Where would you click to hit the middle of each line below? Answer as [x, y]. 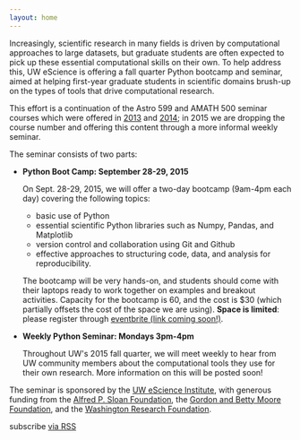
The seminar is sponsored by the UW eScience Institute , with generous [140, 390]
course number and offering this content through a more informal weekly [144, 127]
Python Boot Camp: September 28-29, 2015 [105, 171]
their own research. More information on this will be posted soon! [142, 372]
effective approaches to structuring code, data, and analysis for [153, 254]
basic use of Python [73, 215]
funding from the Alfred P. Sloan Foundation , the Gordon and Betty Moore [146, 399]
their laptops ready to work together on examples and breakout [139, 290]
